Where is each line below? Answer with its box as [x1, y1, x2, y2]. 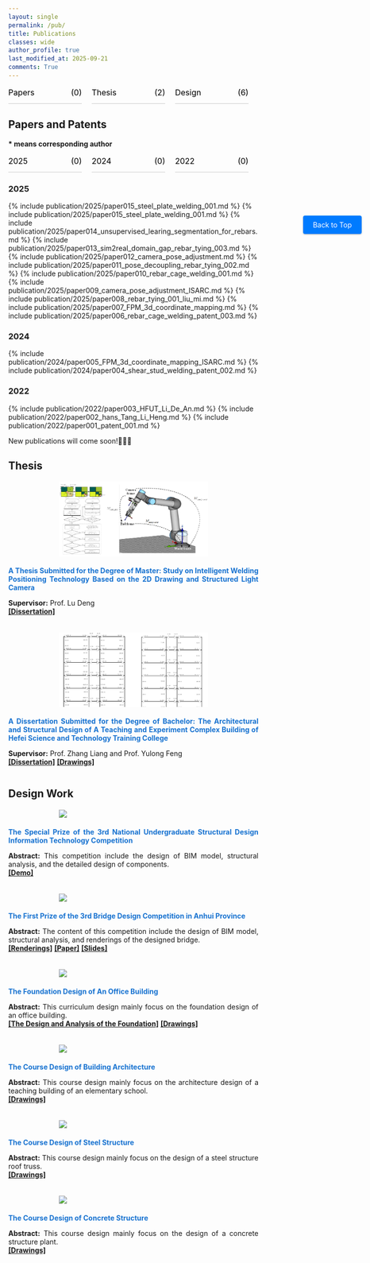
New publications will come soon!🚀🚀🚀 [8, 436, 133, 445]
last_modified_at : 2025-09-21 [8, 55, 109, 63]
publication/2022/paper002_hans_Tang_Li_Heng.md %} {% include [8, 412, 229, 421]
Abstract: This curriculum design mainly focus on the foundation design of [8, 1002, 259, 1012]
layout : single [8, 13, 59, 21]
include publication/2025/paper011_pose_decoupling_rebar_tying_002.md [8, 260, 250, 269]
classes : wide [8, 38, 56, 46]
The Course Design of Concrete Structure [8, 1213, 148, 1223]
